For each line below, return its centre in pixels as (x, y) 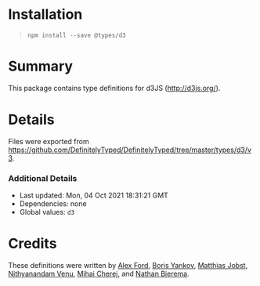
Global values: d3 (47, 212)
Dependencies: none (53, 204)
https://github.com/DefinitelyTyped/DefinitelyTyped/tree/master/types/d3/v (130, 150)
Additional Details (43, 178)
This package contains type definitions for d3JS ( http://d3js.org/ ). (114, 88)
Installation (45, 14)
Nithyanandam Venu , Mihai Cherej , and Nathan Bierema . (99, 274)
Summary (40, 66)
